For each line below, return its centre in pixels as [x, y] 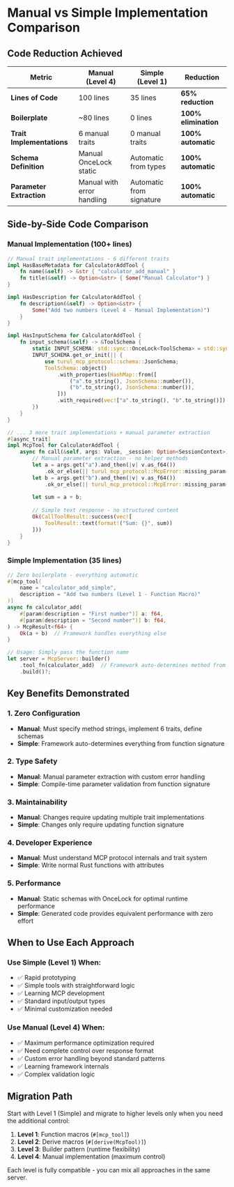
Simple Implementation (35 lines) [64, 560]
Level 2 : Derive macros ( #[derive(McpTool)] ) [81, 1142]
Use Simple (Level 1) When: [54, 963]
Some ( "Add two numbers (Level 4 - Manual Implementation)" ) [121, 310]
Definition [28, 167]
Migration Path [40, 1097]
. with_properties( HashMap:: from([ [107, 374]
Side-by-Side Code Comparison [78, 224]
